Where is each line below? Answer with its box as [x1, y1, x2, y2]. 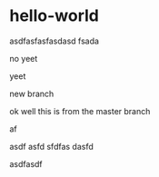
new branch [9, 88, 55, 99]
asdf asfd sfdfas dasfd [9, 141, 94, 152]
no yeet [9, 53, 38, 64]
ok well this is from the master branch [9, 105, 151, 116]
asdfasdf [9, 158, 43, 169]
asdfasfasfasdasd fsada [9, 35, 100, 46]
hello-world [9, 5, 100, 26]
